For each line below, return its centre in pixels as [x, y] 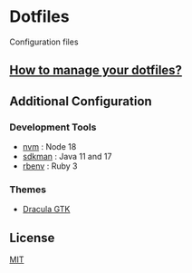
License [32, 238]
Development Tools [53, 127]
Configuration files [44, 42]
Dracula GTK [46, 210]
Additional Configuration [81, 101]
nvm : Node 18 [49, 147]
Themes [28, 190]
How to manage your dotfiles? [96, 70]
